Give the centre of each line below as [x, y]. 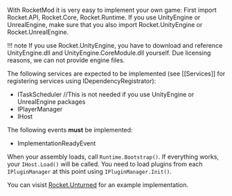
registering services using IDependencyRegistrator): [82, 81]
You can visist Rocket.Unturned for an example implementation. [98, 185]
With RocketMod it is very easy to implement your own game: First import [112, 10]
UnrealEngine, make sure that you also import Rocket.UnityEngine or [105, 25]
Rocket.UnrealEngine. [38, 32]
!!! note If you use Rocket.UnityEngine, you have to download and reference [115, 45]
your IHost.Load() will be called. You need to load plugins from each [105, 164]
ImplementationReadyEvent [56, 143]
